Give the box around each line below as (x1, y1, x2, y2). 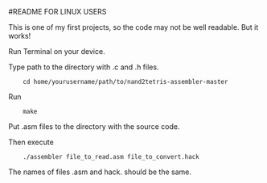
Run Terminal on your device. (8, 47, 106, 56)
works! (8, 31, 31, 40)
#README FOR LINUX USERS (8, 7, 107, 16)
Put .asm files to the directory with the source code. (8, 122, 180, 131)
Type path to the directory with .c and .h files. (8, 62, 159, 72)
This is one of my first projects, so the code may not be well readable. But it (8, 23, 259, 31)
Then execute (8, 137, 54, 147)
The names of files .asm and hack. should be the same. (8, 167, 191, 177)
